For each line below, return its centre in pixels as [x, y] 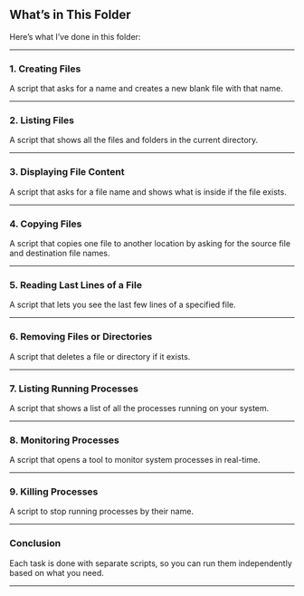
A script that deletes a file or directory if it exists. [100, 356]
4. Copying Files [46, 224]
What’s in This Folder [70, 15]
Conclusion [35, 543]
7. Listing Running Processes [74, 389]
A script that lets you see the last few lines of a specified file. [123, 305]
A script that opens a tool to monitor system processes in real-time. [135, 460]
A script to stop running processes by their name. [102, 512]
